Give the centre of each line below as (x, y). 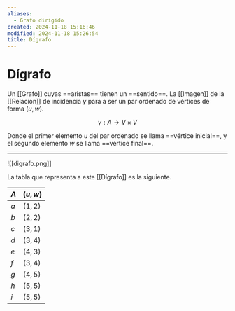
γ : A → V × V (117, 123)
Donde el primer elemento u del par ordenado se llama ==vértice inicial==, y (117, 136)
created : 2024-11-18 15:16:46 (51, 27)
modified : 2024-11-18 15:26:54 (53, 33)
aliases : (20, 14)
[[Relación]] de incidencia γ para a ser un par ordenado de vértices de (108, 102)
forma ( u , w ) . (26, 109)
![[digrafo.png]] (29, 164)
